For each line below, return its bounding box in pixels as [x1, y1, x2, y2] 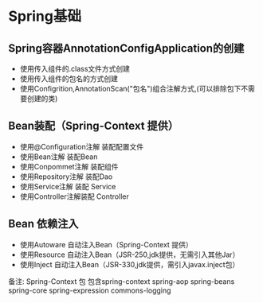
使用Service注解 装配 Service [19, 181, 116, 191]
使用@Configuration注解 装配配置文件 [19, 142, 144, 151]
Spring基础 [8, 7, 82, 25]
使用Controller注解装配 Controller [19, 192, 129, 201]
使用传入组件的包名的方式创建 [19, 74, 118, 84]
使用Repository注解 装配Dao [19, 172, 113, 181]
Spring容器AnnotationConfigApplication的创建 [8, 41, 245, 55]
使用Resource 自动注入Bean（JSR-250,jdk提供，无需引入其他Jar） [19, 250, 240, 259]
